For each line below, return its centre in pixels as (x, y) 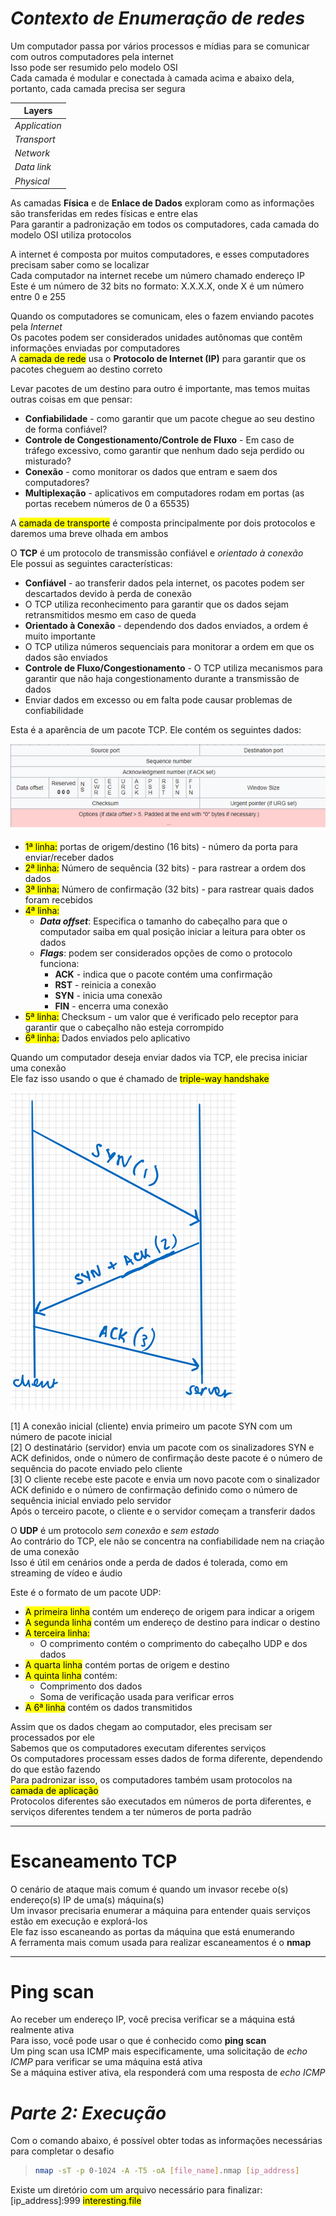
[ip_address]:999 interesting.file (76, 2201)
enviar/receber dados (69, 857)
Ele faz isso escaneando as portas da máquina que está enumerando (152, 1931)
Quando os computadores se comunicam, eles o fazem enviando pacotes (162, 316)
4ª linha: (42, 910)
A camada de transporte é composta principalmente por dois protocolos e (163, 523)
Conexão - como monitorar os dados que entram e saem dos (151, 472)
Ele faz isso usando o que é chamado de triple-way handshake (140, 1078)
